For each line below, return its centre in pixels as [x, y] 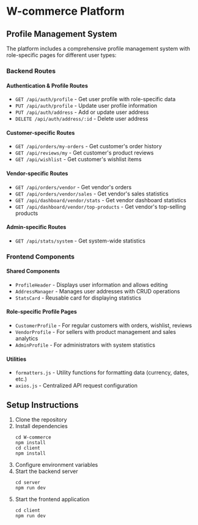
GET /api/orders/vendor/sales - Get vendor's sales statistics [92, 194]
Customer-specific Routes [41, 132]
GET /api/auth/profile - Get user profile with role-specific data [95, 99]
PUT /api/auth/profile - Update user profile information [86, 106]
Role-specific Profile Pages [42, 312]
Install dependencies [42, 426]
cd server [28, 483]
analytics [27, 339]
